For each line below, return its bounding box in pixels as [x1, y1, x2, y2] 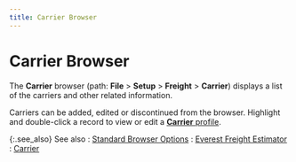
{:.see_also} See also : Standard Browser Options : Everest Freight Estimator [9, 134, 287, 144]
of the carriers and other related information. [9, 89, 173, 100]
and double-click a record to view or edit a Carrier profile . [9, 116, 222, 127]
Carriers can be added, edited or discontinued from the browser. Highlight [9, 107, 281, 118]
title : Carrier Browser [9, 12, 98, 22]
